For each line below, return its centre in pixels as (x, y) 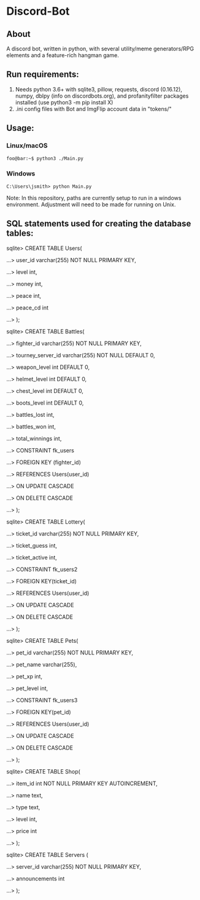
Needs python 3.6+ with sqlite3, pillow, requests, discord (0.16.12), (99, 89)
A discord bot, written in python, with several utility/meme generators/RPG (100, 48)
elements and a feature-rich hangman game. (63, 55)
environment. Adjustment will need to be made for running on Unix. (91, 204)
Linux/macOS (27, 145)
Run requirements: (43, 75)
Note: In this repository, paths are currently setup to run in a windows (94, 198)
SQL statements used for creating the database (99, 224)
